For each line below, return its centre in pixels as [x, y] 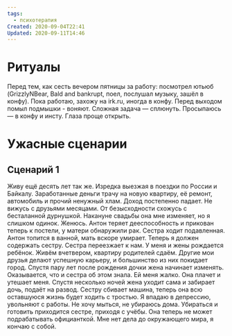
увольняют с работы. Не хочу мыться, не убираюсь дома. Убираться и [113, 304]
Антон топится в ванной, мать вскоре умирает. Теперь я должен [103, 238]
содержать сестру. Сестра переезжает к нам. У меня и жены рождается [115, 245]
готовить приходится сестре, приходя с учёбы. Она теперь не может [110, 312]
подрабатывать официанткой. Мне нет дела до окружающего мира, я [110, 319]
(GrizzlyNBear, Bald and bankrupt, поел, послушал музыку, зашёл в [106, 94]
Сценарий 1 [34, 170]
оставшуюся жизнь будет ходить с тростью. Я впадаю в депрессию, [109, 297]
